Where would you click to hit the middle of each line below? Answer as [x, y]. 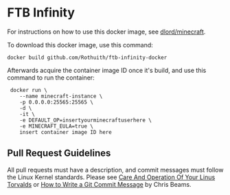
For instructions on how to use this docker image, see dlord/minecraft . [106, 32]
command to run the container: [51, 78]
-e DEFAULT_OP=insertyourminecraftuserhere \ [86, 120]
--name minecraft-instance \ [61, 96]
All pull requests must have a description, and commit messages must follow [115, 170]
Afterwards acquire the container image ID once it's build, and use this [107, 70]
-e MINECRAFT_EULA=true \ [57, 126]
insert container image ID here [66, 132]
